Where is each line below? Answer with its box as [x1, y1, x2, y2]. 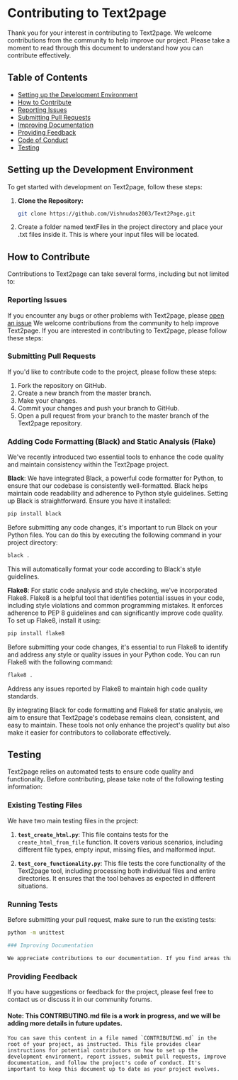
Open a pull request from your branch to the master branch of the [17, 411, 210, 420]
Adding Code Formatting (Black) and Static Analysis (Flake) [7, 436, 216, 446]
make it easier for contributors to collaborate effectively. [7, 728, 171, 737]
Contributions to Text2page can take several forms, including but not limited [7, 269, 229, 278]
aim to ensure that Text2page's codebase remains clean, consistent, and [7, 713, 220, 721]
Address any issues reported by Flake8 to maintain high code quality [7, 684, 208, 693]
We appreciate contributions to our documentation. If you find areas [7, 954, 220, 962]
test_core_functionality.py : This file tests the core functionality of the [17, 859, 226, 867]
